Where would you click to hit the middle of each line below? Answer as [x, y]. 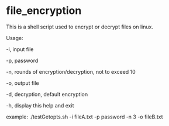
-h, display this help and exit [40, 105]
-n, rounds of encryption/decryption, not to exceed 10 [71, 71]
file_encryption [44, 11]
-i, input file [20, 49]
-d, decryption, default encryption [47, 94]
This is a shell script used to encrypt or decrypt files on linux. [80, 27]
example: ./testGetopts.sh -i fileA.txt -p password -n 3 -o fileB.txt [84, 117]
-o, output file [23, 83]
